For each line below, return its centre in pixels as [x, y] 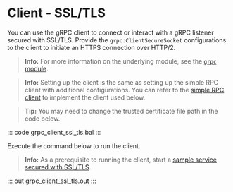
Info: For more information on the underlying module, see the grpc [120, 61]
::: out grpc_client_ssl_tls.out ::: [52, 181]
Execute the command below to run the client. [74, 145]
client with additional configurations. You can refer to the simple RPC [124, 90]
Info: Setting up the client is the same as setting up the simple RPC [121, 82]
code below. [42, 119]
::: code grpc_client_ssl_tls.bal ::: [54, 132]
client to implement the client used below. [85, 97]
